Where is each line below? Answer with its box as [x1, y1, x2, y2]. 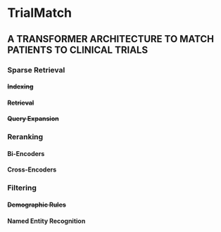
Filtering [7, 183, 37, 193]
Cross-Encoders [7, 165, 57, 174]
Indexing [7, 82, 34, 91]
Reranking [7, 132, 44, 142]
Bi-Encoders [7, 149, 45, 157]
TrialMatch [7, 5, 72, 21]
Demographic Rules [7, 200, 67, 209]
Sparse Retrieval [7, 65, 65, 75]
